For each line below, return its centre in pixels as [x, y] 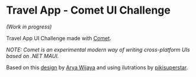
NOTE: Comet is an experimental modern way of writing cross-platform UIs [98, 49]
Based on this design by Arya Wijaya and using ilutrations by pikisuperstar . [97, 67]
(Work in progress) [29, 27]
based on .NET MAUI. [33, 56]
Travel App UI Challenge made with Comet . [59, 38]
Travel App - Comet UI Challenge [88, 10]
